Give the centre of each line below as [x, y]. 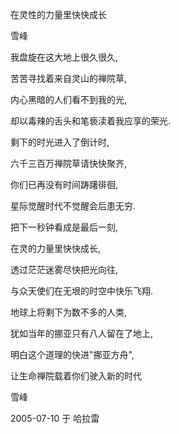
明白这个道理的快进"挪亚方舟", [72, 354]
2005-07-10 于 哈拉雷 [55, 418]
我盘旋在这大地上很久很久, [64, 57]
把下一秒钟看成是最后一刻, [64, 227]
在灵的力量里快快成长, [56, 248]
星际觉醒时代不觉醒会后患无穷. [73, 206]
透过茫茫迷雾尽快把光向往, [64, 269]
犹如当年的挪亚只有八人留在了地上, [82, 333]
